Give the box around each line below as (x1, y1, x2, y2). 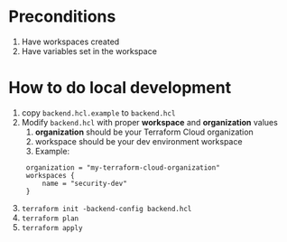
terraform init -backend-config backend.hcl (21, 204, 192, 213)
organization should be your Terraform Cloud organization (34, 126, 254, 137)
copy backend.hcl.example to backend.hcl (21, 107, 176, 118)
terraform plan (21, 214, 79, 223)
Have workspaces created (21, 36, 120, 47)
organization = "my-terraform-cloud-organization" (25, 163, 220, 172)
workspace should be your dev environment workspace (34, 135, 243, 146)
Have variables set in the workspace (21, 45, 157, 56)
